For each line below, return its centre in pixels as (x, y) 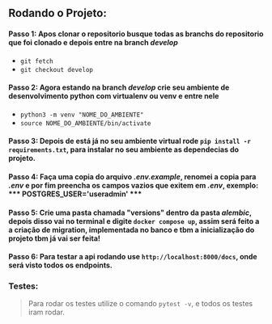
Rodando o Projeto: (57, 13)
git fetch (37, 61)
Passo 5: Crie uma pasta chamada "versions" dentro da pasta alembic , (130, 212)
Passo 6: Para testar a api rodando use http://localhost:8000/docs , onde (133, 257)
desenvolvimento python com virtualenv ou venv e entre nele (114, 96)
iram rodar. (46, 312)
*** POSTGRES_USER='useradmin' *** (75, 194)
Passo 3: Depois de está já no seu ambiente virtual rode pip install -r (130, 141)
